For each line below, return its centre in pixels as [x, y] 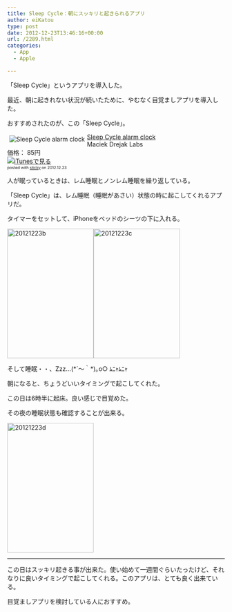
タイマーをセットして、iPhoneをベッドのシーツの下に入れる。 [96, 218]
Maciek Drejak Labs [115, 144]
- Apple [25, 59]
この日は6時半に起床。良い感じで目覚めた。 [70, 398]
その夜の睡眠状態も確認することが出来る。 [68, 412]
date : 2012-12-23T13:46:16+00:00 [55, 33]
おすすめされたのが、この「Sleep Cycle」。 [68, 123]
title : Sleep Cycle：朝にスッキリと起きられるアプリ [76, 13]
